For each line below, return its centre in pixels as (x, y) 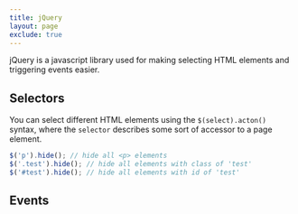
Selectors (37, 98)
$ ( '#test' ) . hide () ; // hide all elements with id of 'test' (125, 172)
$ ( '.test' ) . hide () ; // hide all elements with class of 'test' (131, 164)
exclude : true (36, 34)
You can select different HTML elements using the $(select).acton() (138, 120)
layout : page (34, 26)
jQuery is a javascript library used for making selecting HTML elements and (149, 60)
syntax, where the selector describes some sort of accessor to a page (141, 130)
